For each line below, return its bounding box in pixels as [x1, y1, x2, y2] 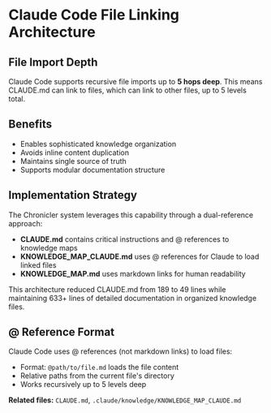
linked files [19, 260, 57, 269]
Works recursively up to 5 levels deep [19, 380, 147, 389]
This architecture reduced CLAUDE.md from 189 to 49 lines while [8, 284, 226, 294]
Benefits [8, 118, 53, 131]
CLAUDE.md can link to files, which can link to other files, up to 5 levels [8, 85, 247, 95]
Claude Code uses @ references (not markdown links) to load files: [8, 346, 233, 356]
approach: [8, 218, 43, 228]
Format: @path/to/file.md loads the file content [19, 363, 179, 372]
